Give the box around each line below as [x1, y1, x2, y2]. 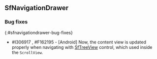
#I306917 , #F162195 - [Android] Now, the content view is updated [11, 39, 146, 45]
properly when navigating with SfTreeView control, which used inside [11, 44, 153, 50]
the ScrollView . [11, 49, 43, 55]
